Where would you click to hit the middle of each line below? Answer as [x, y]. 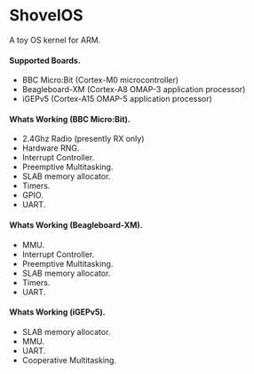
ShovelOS [46, 16]
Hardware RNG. [51, 148]
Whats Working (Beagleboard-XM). [76, 225]
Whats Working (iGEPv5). [57, 312]
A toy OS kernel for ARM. [55, 40]
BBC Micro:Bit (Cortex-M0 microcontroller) [100, 80]
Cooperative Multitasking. [69, 360]
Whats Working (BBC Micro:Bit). [70, 119]
